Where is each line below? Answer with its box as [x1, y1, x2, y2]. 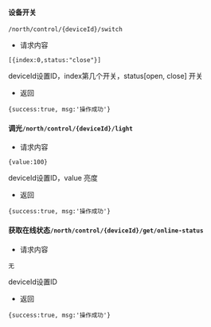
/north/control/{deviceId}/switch [8, 25, 123, 33]
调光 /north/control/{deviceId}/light [8, 123, 133, 133]
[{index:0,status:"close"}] [8, 56, 102, 64]
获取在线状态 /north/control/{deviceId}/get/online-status [8, 225, 204, 235]
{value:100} [8, 158, 48, 166]
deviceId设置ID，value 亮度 [8, 173, 98, 183]
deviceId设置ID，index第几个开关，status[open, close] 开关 [8, 72, 203, 81]
